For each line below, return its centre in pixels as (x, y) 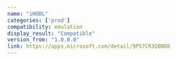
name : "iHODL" (28, 14)
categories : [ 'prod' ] (39, 20)
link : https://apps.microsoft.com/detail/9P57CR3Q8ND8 (89, 46)
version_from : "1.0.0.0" (43, 40)
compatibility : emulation (45, 27)
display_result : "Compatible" (51, 33)
